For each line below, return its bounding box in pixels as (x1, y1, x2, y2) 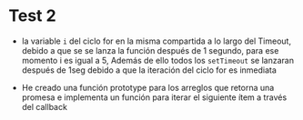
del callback (21, 101, 67, 112)
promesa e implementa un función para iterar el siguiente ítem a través (21, 92, 288, 103)
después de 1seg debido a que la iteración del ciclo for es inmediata (21, 65, 277, 75)
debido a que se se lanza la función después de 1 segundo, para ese (21, 45, 279, 55)
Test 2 (8, 5, 56, 26)
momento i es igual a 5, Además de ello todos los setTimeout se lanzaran (21, 55, 295, 65)
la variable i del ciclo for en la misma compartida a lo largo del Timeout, (21, 35, 292, 46)
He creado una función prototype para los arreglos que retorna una (21, 82, 275, 93)
